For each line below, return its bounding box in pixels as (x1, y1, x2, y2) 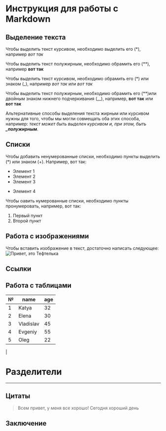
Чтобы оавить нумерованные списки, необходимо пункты (5, 198, 129, 203)
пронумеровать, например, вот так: (5, 203, 81, 209)
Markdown (5, 13, 51, 25)
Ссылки (5, 265, 32, 273)
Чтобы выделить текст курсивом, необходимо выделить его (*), (5, 46, 141, 52)
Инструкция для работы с (5, 3, 119, 14)
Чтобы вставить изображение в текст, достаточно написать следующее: (5, 245, 159, 251)
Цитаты (5, 392, 31, 400)
